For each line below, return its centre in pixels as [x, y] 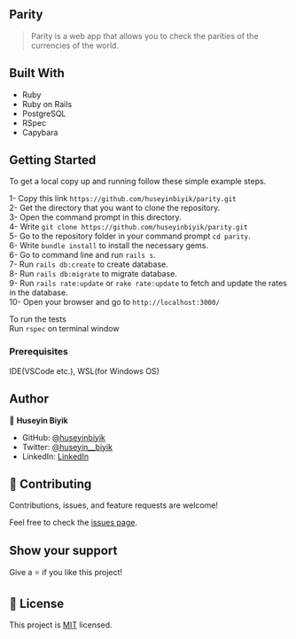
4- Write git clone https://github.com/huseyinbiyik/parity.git [129, 227]
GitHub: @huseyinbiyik [64, 437]
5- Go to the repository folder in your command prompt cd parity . [130, 236]
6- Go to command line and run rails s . [82, 255]
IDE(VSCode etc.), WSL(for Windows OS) [84, 370]
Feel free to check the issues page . [73, 523]
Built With [37, 73]
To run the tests [38, 319]
